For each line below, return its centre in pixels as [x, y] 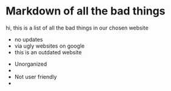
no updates [29, 39]
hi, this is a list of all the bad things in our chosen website [77, 28]
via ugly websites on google [49, 46]
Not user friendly [35, 77]
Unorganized [31, 64]
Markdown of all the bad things [85, 11]
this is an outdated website [48, 52]
